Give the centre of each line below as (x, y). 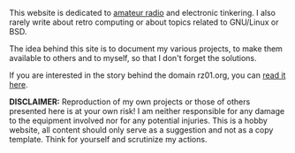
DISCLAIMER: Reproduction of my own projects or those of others (130, 102)
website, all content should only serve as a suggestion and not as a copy (141, 130)
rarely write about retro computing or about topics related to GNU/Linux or (144, 22)
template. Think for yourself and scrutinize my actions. (108, 139)
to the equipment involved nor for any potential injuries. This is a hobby (138, 120)
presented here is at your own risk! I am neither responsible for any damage (147, 111)
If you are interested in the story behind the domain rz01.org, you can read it (147, 75)
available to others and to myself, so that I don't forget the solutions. (133, 58)
